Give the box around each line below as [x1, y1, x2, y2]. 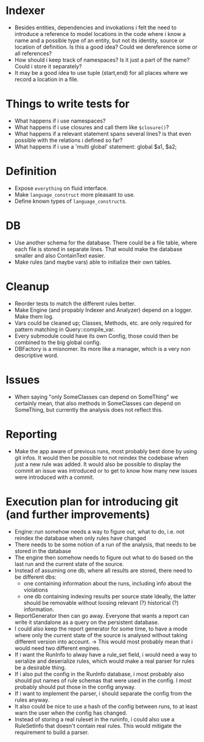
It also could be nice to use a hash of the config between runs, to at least [14, 702, 198, 710]
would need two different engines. [14, 644, 101, 652]
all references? [14, 49, 52, 57]
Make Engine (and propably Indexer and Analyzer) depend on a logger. [14, 306, 193, 314]
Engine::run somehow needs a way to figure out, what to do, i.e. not [14, 528, 185, 535]
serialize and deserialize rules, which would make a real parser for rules [14, 657, 195, 665]
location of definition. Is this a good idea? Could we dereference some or [14, 43, 198, 51]
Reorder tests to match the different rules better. [14, 300, 136, 307]
